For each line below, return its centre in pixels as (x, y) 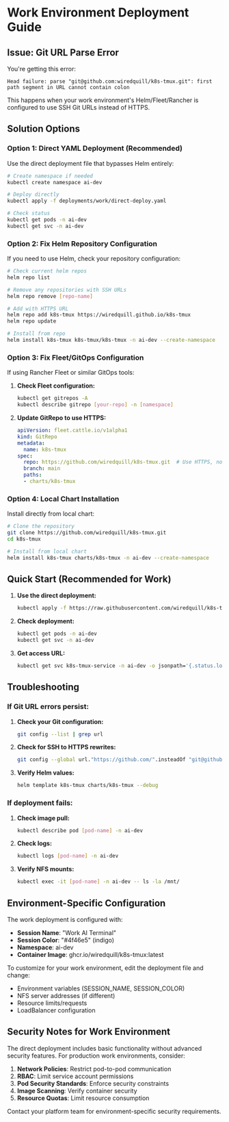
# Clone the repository (41, 526)
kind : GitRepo (37, 436)
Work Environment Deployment (98, 13)
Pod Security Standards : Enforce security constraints (93, 1083)
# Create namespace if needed (50, 176)
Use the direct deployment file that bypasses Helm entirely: (91, 163)
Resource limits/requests (52, 1003)
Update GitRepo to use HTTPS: (62, 418)
